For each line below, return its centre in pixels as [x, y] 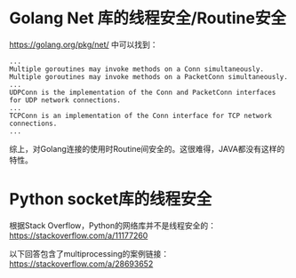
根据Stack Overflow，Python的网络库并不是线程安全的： [112, 225]
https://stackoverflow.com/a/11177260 [79, 235]
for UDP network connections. [65, 100]
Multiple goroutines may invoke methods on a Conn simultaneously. [137, 69]
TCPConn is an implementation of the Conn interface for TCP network [141, 115]
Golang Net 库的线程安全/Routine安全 [148, 18]
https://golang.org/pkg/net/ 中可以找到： [84, 44]
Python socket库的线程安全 [111, 199]
